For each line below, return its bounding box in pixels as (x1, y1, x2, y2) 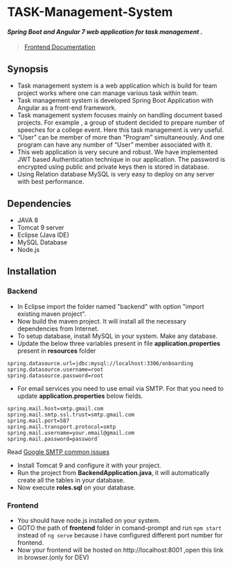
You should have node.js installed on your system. (17, 517, 161, 524)
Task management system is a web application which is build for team (17, 81, 217, 90)
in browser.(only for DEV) (17, 553, 90, 561)
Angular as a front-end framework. (17, 103, 116, 112)
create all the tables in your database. (17, 476, 125, 484)
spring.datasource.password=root (7, 372, 104, 379)
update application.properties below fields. (17, 392, 143, 400)
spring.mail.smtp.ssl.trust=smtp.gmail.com (7, 411, 135, 418)
